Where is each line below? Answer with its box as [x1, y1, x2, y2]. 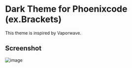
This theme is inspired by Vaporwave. [5, 30, 82, 36]
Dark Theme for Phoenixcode [5, 3, 128, 15]
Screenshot [5, 44, 42, 52]
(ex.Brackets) [5, 14, 62, 25]
